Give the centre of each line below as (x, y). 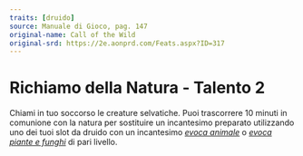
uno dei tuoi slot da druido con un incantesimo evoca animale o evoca (141, 132)
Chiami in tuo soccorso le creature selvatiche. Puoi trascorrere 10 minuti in (148, 113)
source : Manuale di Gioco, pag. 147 (78, 26)
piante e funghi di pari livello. (64, 142)
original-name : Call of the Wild (73, 34)
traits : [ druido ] (42, 18)
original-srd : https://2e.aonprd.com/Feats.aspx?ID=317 (117, 43)
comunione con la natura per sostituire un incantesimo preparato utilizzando (152, 122)
